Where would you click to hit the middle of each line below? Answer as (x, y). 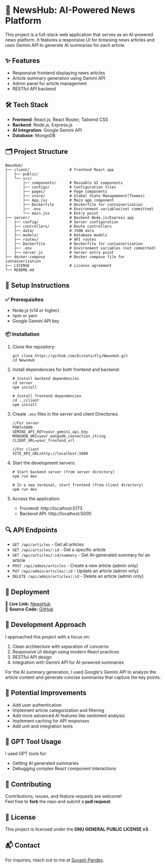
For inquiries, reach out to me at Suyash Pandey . (55, 860)
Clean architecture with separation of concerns (60, 646)
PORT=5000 (23, 428)
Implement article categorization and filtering (58, 710)
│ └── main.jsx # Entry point (52, 214)
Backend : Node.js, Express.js (42, 124)
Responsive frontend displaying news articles (59, 73)
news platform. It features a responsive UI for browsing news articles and (80, 40)
